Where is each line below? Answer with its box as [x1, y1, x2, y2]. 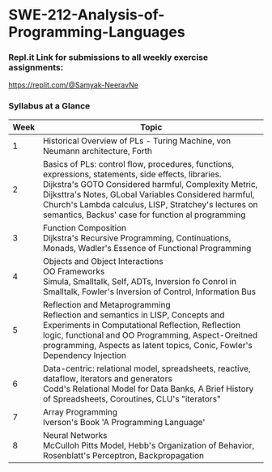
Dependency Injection [43, 350, 127, 361]
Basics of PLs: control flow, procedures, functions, [43, 158, 235, 169]
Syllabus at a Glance [8, 100, 91, 112]
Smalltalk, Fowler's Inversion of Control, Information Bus [43, 286, 257, 297]
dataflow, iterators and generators [43, 372, 172, 384]
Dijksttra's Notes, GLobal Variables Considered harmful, [43, 189, 255, 200]
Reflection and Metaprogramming [43, 299, 172, 310]
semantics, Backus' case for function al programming [43, 209, 246, 220]
